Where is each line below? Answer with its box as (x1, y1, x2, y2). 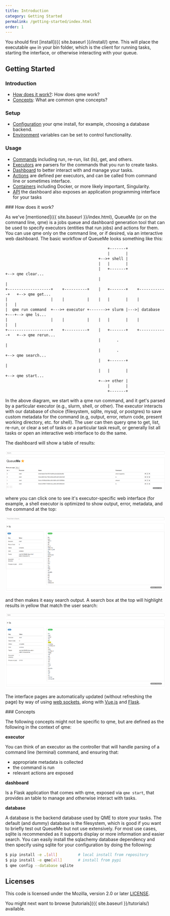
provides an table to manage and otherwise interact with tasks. (5, 795, 137, 801)
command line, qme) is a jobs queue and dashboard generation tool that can (5, 219, 165, 225)
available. (5, 906, 25, 912)
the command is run (12, 764, 55, 770)
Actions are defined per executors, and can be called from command (12, 172, 157, 178)
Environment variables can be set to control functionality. (12, 132, 132, 138)
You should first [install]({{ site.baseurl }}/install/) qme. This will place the (5, 39, 159, 45)
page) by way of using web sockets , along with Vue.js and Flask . (5, 699, 141, 705)
